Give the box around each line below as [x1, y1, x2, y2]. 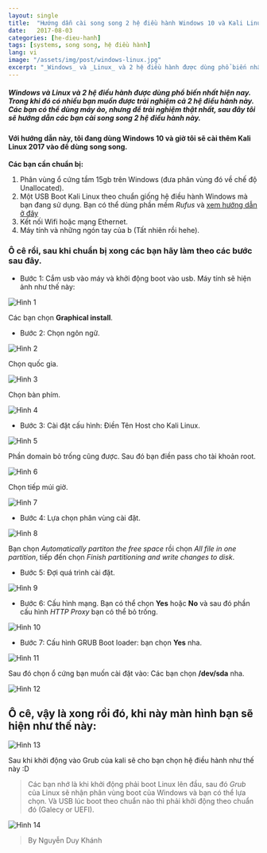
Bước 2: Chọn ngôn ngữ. [19, 328, 101, 338]
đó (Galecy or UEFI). [27, 805, 95, 815]
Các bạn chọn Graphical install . [8, 312, 114, 322]
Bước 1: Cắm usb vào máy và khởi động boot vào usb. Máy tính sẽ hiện [19, 273, 252, 283]
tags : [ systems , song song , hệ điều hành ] [8, 41, 151, 49]
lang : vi [8, 48, 37, 56]
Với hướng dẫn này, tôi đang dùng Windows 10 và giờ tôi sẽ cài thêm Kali [8, 133, 252, 143]
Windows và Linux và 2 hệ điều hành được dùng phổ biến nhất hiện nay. [8, 88, 252, 98]
